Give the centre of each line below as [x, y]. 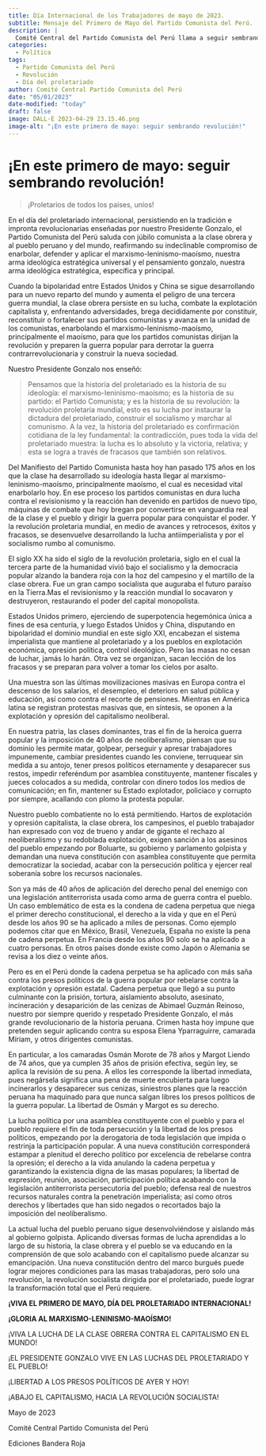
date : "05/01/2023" [40, 97]
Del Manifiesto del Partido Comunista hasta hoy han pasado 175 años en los [132, 467]
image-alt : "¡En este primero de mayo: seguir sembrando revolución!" [127, 126]
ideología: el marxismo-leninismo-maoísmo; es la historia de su [131, 392]
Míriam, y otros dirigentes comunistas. [71, 1039]
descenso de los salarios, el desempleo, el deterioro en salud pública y [124, 690]
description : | [33, 30]
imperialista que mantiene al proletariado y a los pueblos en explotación [125, 641]
